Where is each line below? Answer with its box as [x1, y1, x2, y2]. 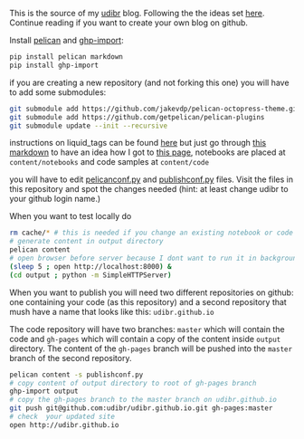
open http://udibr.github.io [9, 420, 119, 429]
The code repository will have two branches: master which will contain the [9, 323, 285, 334]
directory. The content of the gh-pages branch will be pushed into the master [9, 343, 292, 354]
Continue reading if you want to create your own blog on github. [9, 17, 249, 28]
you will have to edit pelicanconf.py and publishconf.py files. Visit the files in [9, 174, 294, 185]
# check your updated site [9, 412, 116, 421]
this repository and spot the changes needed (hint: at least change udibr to [9, 184, 289, 195]
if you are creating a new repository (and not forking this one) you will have [9, 77, 290, 88]
